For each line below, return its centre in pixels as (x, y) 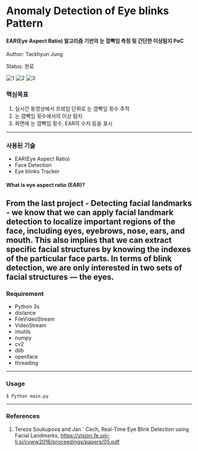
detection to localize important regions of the (91, 221)
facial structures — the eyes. (60, 277)
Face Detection (33, 165)
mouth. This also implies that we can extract (89, 240)
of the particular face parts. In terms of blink (89, 259)
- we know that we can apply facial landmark (90, 213)
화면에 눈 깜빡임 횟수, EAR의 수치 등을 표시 (64, 123)
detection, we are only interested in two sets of (94, 267)
